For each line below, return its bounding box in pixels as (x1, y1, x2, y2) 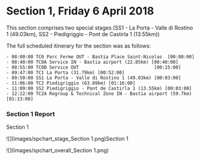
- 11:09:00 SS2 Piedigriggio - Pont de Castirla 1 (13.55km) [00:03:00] (6, 85, 192, 91)
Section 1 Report (6, 109, 55, 118)
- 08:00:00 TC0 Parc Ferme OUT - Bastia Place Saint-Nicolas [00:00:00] (6, 54, 195, 60)
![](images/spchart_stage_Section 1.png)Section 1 (6, 135, 129, 143)
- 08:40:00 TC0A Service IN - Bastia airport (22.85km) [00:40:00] (6, 59, 179, 65)
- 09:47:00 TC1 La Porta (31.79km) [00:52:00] (6, 69, 125, 76)
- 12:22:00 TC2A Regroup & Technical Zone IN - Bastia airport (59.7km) (6, 90, 192, 97)
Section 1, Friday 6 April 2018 (6, 4, 154, 18)
